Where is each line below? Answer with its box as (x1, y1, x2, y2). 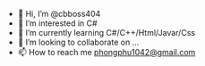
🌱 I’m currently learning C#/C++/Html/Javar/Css (17, 28, 195, 37)
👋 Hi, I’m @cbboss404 (17, 9, 101, 19)
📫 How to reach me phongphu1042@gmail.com (17, 47, 196, 57)
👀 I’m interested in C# (17, 18, 98, 29)
